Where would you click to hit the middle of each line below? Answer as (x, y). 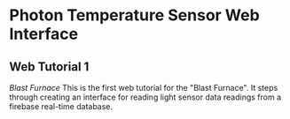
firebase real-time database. (61, 106)
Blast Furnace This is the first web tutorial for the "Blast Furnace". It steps (144, 88)
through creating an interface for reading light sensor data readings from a (145, 97)
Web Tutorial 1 (49, 67)
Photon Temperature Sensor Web (134, 15)
